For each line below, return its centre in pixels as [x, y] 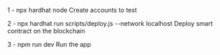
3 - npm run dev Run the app [49, 44]
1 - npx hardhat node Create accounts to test [72, 10]
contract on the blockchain [46, 31]
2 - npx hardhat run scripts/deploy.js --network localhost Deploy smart [110, 23]
